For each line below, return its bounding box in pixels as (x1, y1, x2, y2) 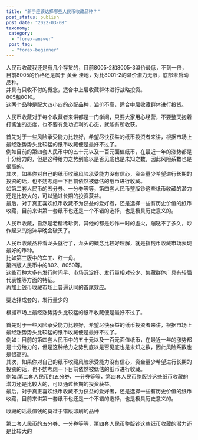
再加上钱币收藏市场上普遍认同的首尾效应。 (6, 284, 110, 291)
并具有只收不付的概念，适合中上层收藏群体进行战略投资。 (6, 86, 146, 93)
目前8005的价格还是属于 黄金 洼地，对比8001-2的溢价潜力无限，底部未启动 (6, 71, 189, 78)
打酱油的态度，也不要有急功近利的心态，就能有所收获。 (6, 120, 140, 127)
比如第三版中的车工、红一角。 (6, 254, 78, 261)
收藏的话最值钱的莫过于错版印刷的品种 (6, 408, 99, 415)
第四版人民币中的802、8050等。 (6, 261, 85, 268)
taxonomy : (6, 25, 31, 31)
